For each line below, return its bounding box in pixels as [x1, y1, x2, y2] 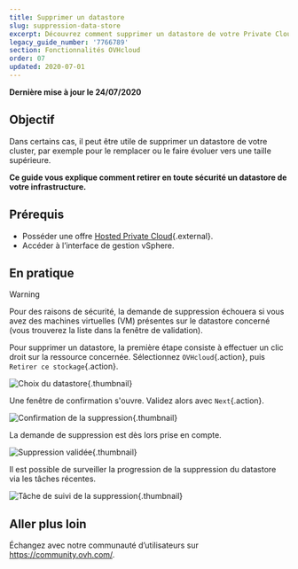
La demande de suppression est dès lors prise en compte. [9, 430, 222, 440]
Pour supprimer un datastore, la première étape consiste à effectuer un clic [9, 342, 284, 353]
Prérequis [9, 207, 65, 222]
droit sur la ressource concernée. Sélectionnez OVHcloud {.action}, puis [9, 352, 266, 362]
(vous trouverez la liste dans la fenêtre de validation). [9, 325, 203, 336]
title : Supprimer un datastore [9, 12, 125, 22]
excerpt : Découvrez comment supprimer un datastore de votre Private [9, 29, 272, 38]
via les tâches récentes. [9, 473, 96, 484]
